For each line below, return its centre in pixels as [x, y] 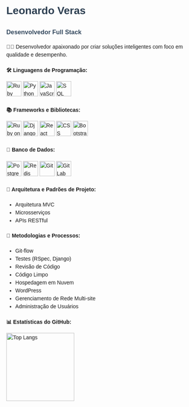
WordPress [28, 291]
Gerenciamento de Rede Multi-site [55, 299]
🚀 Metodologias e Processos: [43, 236]
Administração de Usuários [47, 306]
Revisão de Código [37, 267]
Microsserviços [33, 212]
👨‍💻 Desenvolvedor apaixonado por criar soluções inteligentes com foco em [94, 47]
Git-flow [24, 251]
